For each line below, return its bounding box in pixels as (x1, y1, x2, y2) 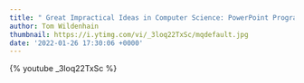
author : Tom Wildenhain (9, 22, 100, 31)
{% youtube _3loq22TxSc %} (9, 63, 118, 74)
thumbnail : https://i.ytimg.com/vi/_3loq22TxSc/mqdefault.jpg (9, 30, 249, 39)
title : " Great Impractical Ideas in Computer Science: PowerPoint (9, 13, 270, 23)
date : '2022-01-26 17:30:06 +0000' (9, 38, 144, 48)
